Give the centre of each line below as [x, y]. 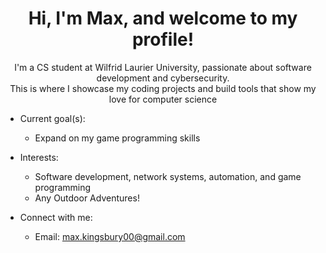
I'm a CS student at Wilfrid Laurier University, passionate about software [163, 67]
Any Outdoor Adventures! [87, 198]
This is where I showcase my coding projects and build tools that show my [163, 88]
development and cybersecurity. [163, 78]
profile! [163, 39]
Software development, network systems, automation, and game [168, 176]
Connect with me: [56, 217]
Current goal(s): [52, 118]
